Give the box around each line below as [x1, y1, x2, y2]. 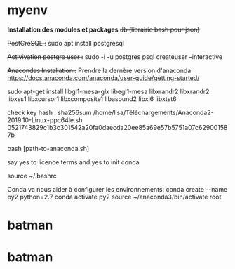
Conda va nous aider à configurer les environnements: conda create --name [7, 185, 228, 193]
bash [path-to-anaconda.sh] [7, 144, 90, 152]
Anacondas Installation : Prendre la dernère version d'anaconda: [7, 66, 193, 74]
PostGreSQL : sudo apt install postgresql [7, 39, 125, 47]
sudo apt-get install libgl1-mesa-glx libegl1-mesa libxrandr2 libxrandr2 [7, 87, 210, 96]
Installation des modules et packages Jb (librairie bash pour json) [7, 25, 200, 34]
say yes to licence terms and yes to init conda [7, 157, 140, 166]
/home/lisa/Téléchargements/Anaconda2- [93, 108, 214, 117]
